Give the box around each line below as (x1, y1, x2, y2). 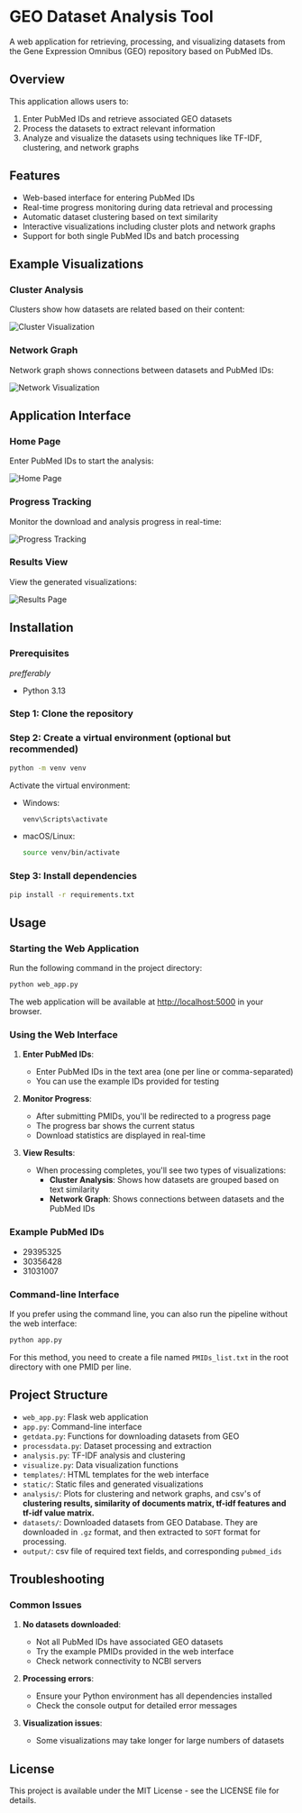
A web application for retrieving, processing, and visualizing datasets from (9, 36, 286, 47)
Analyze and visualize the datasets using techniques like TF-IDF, (22, 133, 262, 143)
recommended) (9, 743, 79, 755)
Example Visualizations (9, 256, 144, 271)
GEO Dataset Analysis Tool (9, 6, 214, 27)
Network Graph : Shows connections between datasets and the (49, 1194, 285, 1204)
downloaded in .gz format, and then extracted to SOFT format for (22, 1526, 261, 1537)
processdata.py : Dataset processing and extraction (22, 1440, 212, 1451)
